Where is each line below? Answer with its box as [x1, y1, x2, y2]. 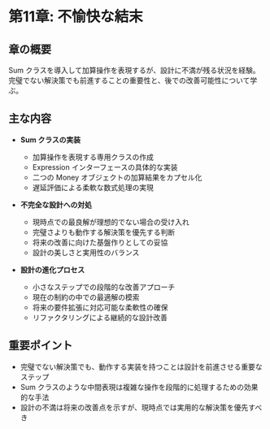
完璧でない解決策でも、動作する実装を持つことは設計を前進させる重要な [20, 362, 263, 371]
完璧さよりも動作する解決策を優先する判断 [32, 227, 176, 236]
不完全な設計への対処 [20, 200, 92, 210]
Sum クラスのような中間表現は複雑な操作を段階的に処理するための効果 [20, 382, 259, 392]
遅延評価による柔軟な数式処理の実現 [32, 182, 155, 192]
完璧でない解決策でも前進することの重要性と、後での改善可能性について [8, 76, 250, 85]
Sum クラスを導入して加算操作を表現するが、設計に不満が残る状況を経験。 [8, 66, 260, 75]
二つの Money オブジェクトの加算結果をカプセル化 [32, 172, 202, 182]
